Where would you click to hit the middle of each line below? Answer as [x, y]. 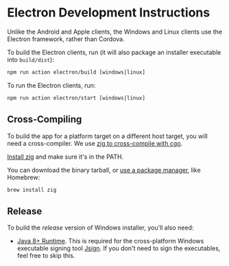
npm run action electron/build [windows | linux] [76, 72]
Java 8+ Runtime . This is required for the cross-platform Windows [110, 241]
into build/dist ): [31, 59]
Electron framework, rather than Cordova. [66, 38]
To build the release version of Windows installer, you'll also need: [100, 228]
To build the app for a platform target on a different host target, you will [107, 136]
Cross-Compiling [45, 119]
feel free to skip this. [46, 256]
